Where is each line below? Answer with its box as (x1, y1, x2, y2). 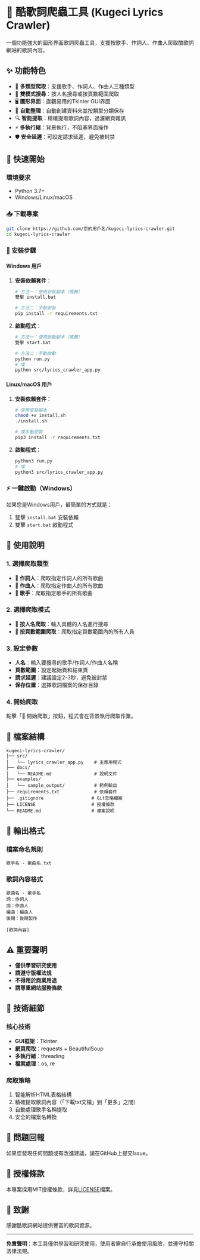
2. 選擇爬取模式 (6, 606, 51, 614)
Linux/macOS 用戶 (6, 381, 52, 388)
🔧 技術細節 (6, 1003, 45, 1013)
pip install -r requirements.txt (14, 311, 98, 317)
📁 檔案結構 (6, 731, 45, 741)
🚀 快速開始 (6, 154, 45, 164)
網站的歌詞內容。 (6, 46, 48, 54)
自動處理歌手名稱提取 (14, 1106, 67, 1113)
